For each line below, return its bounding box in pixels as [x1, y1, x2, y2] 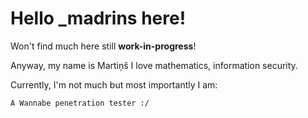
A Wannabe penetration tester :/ [10, 98, 150, 108]
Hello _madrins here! [10, 7, 187, 30]
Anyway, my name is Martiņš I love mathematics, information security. [10, 59, 298, 71]
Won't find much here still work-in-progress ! [10, 40, 197, 52]
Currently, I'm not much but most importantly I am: [10, 78, 218, 91]
